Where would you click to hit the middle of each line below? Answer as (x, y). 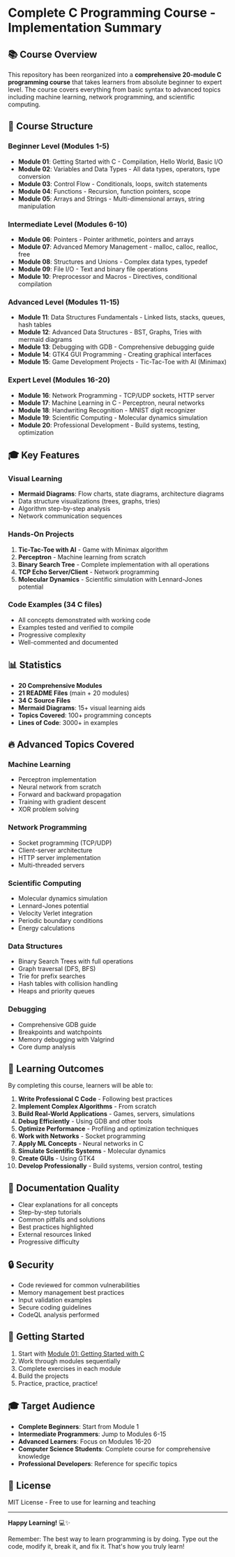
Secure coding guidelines (55, 1307)
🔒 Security (31, 1264)
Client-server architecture (55, 850)
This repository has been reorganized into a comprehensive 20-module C (115, 74)
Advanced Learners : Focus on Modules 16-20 (85, 1441)
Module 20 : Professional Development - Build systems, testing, (109, 425)
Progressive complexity (52, 635)
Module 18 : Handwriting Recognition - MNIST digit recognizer (107, 410)
